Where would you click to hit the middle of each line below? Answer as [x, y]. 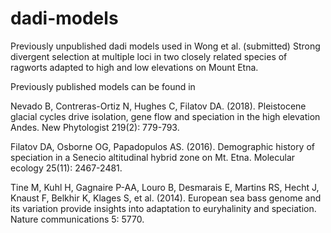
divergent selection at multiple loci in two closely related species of [149, 56]
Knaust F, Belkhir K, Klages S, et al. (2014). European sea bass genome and [166, 198]
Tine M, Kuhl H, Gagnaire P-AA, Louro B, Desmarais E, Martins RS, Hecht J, [165, 187]
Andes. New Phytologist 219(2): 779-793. [95, 127]
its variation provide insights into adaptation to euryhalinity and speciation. [163, 208]
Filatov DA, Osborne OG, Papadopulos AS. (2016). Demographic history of [163, 146]
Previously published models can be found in [103, 86]
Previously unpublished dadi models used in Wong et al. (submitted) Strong [165, 46]
